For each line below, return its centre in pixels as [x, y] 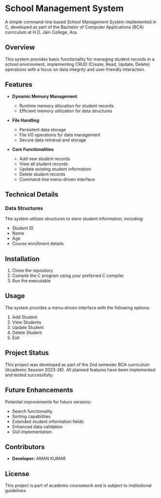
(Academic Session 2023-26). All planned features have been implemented [80, 370]
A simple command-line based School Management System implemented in [81, 22]
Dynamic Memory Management [45, 96]
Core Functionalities [33, 149]
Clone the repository [32, 271]
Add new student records [45, 158]
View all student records [43, 164]
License [17, 474]
